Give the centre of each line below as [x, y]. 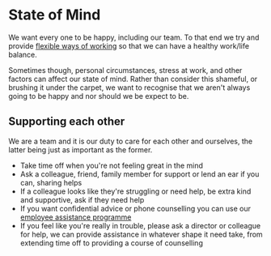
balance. [23, 54]
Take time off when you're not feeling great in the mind [112, 165]
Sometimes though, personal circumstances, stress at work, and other [125, 70]
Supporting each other [67, 122]
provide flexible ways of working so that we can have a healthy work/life [129, 45]
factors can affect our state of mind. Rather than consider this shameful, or [133, 79]
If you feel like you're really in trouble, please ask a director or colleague [140, 225]
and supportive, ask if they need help [82, 199]
